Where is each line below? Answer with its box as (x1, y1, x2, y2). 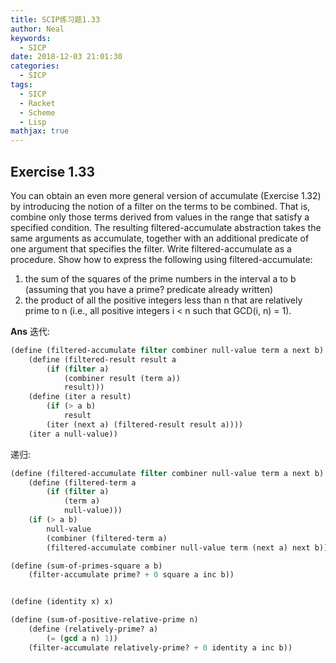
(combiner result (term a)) (63, 373, 182, 383)
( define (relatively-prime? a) (28, 624, 159, 635)
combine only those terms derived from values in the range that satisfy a (10, 211, 310, 223)
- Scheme (19, 107, 56, 118)
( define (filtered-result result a (28, 354, 177, 365)
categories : (10, 61, 60, 71)
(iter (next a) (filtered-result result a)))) (46, 419, 244, 430)
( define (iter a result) (28, 392, 132, 402)
